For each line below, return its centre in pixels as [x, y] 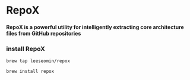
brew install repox [30, 72]
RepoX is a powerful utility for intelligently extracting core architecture [95, 27]
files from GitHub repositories [44, 33]
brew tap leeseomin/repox [38, 61]
